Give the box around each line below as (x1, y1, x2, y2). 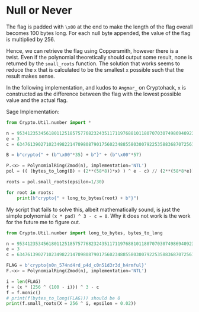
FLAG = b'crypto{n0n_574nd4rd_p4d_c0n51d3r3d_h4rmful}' (6, 262, 147, 269)
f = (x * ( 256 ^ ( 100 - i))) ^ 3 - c (6, 284, 99, 290)
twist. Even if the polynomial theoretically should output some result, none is (6, 53, 192, 61)
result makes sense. (6, 72, 55, 79)
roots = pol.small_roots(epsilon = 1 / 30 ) (6, 179, 105, 185)
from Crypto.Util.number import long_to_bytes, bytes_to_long (6, 230, 163, 236)
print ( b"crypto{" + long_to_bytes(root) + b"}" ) (17, 195, 139, 201)
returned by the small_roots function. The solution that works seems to (6, 60, 181, 67)
